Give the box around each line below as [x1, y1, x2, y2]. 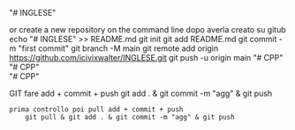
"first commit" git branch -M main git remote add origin [18, 43, 219, 54]
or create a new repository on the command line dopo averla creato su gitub [9, 25, 287, 34]
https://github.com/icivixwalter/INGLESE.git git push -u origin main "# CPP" [9, 53, 284, 62]
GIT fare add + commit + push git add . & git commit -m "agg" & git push [9, 88, 273, 98]
